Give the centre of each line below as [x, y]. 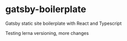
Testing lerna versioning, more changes [47, 33]
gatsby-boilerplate [46, 9]
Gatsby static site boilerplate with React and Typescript [63, 23]
